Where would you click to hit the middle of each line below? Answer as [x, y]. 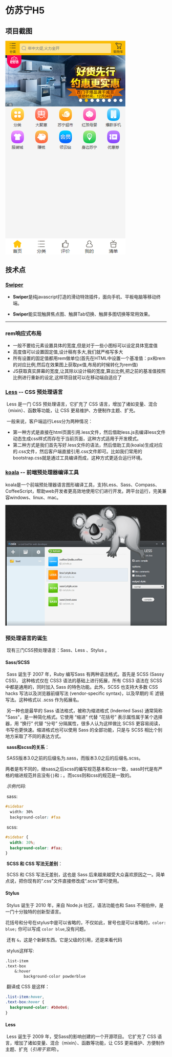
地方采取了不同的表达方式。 [35, 736]
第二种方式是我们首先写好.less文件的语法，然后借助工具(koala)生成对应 [88, 445]
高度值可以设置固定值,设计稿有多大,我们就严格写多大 [68, 352]
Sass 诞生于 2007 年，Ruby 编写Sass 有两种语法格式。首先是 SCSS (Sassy [85, 674]
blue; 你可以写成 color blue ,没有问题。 [47, 929]
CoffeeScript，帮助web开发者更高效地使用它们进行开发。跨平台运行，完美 [84, 491]
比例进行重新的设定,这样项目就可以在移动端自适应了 [67, 377]
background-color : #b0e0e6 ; [40, 1008]
